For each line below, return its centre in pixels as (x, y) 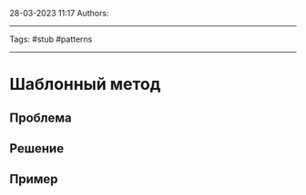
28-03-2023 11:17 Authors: (59, 13)
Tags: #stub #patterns (51, 39)
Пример (34, 179)
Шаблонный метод (85, 84)
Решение (37, 148)
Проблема (41, 117)
